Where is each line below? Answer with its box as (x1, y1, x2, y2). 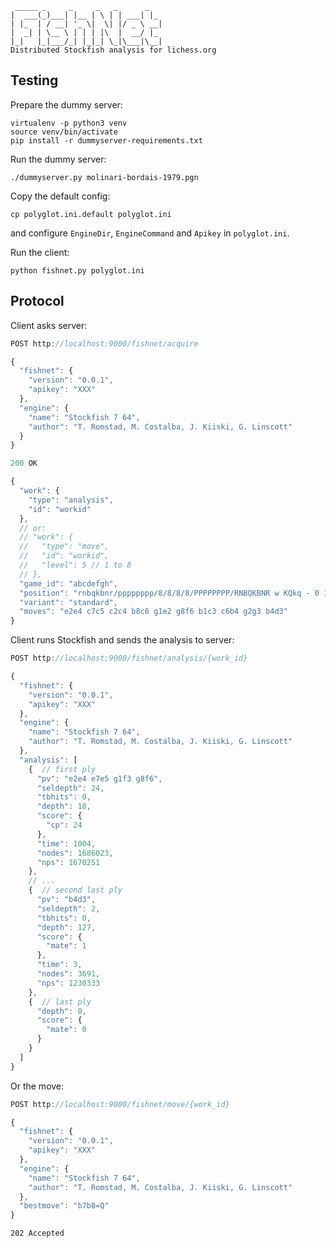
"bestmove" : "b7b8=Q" (19, 1201, 110, 1211)
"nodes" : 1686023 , (36, 848, 114, 858)
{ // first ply (28, 764, 97, 774)
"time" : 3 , (36, 960, 83, 970)
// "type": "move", (19, 542, 110, 552)
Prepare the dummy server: (10, 98, 123, 111)
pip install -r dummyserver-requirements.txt (10, 135, 203, 146)
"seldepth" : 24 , (36, 783, 105, 793)
